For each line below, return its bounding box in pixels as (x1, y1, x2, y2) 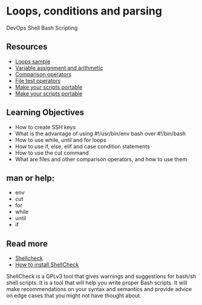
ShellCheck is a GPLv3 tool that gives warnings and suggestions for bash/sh (6, 273, 197, 280)
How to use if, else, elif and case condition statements (15, 143, 150, 150)
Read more (6, 239, 48, 249)
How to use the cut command (15, 149, 89, 156)
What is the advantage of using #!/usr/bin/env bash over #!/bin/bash (15, 130, 186, 137)
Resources (6, 42, 48, 52)
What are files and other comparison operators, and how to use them (15, 155, 187, 162)
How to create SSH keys (15, 123, 76, 130)
